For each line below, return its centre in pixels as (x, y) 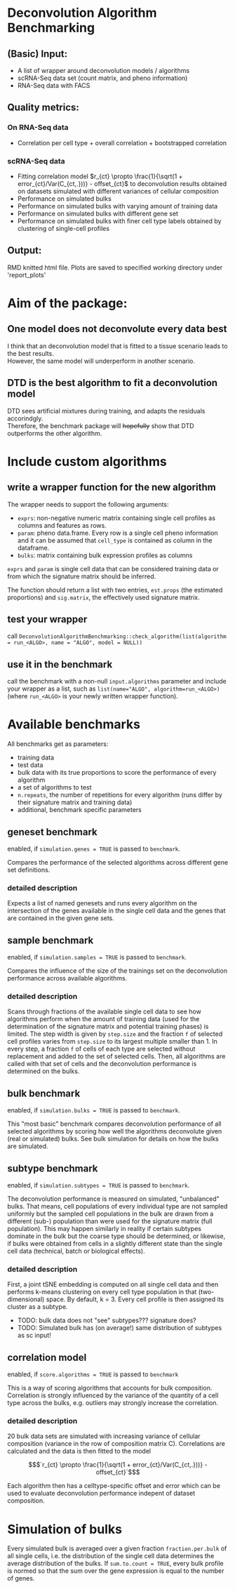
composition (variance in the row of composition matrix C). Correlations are (116, 1444)
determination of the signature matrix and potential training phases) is (108, 1027)
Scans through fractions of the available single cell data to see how (104, 1011)
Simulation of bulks (65, 1529)
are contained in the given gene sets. (61, 918)
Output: (25, 251)
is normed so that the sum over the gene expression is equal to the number (116, 1571)
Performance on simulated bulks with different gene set (98, 213)
